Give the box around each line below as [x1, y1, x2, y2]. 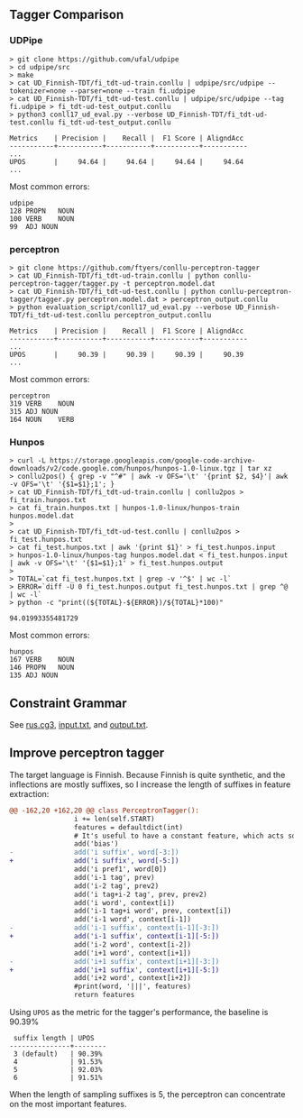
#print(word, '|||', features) [73, 982, 192, 991]
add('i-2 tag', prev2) [73, 881, 160, 891]
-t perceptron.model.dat [122, 279, 216, 288]
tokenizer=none [9, 86, 67, 96]
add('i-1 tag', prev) [73, 873, 155, 882]
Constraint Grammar [9, 695, 128, 710]
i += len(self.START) [73, 814, 155, 823]
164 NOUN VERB [9, 415, 75, 424]
